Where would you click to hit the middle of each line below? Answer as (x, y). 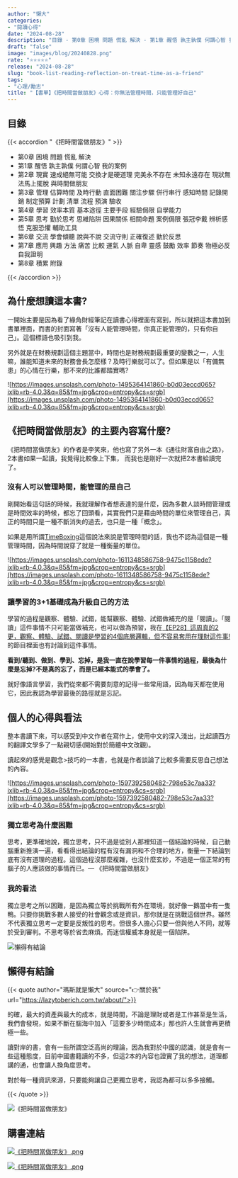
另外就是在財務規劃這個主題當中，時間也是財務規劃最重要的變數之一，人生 (116, 352)
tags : (15, 80)
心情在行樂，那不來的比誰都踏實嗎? (77, 370)
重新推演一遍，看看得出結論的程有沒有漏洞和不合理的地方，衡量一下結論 (119, 851)
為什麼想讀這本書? (47, 301)
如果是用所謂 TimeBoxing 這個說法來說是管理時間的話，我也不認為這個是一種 (118, 536)
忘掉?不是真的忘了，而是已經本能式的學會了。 (86, 669)
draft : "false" (30, 47)
